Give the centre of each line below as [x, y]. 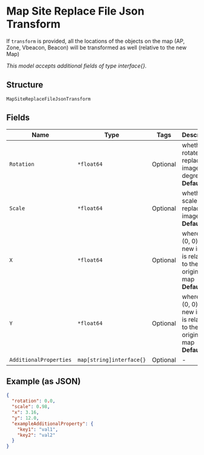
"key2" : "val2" [36, 435]
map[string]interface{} [112, 360]
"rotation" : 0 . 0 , [34, 401]
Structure [25, 85]
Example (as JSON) [43, 381]
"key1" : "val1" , [38, 429]
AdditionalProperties [40, 360]
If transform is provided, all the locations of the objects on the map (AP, [96, 41]
